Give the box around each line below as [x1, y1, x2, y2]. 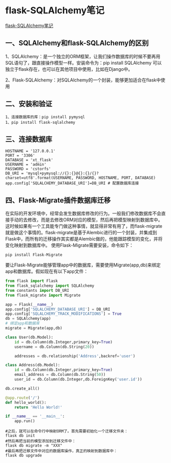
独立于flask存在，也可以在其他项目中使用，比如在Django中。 [5, 66, 133, 72]
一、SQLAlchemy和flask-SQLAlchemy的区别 [5, 39, 149, 47]
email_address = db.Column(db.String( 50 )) [14, 372, 106, 377]
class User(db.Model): [5, 335, 53, 340]
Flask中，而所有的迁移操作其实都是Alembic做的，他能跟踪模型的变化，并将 [5, 236, 163, 242]
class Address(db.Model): [5, 363, 60, 368]
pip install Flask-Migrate [5, 253, 63, 258]
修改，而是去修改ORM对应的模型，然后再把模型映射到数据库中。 [27, 217, 163, 223]
